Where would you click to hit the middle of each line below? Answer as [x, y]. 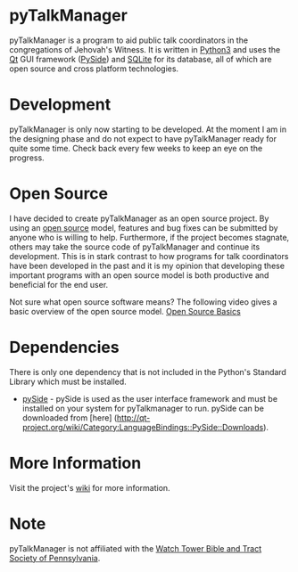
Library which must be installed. [68, 381]
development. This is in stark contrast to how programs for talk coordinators [149, 256]
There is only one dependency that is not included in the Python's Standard [148, 372]
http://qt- [133, 417]
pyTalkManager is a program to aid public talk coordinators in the [128, 40]
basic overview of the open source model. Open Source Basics [125, 311]
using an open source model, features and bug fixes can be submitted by [144, 227]
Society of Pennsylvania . [55, 558]
